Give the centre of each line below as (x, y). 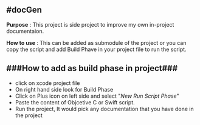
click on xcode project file (47, 83)
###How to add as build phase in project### (92, 68)
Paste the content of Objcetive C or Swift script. (75, 102)
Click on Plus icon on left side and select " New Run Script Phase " (97, 96)
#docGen (24, 10)
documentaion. (25, 31)
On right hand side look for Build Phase (64, 89)
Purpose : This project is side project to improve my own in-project (90, 24)
